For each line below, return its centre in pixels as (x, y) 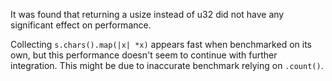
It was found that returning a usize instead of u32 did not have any (147, 14)
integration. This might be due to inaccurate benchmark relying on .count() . (167, 65)
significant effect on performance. (81, 25)
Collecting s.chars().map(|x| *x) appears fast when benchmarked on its (161, 44)
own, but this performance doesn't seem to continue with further (144, 55)
